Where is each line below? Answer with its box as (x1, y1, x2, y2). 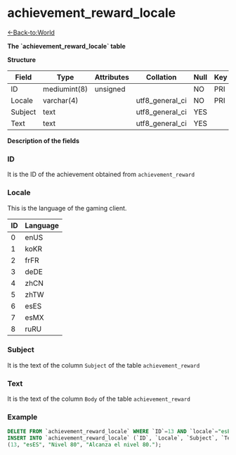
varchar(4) (43, 95, 79, 105)
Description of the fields (7, 136, 79, 145)
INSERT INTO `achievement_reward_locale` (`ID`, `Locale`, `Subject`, (7, 435, 218, 442)
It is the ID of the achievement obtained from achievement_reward (7, 170, 195, 179)
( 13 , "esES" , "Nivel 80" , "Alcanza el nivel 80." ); (7, 442, 162, 449)
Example (7, 412, 38, 422)
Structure (7, 55, 37, 64)
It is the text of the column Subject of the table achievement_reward (7, 361, 200, 369)
